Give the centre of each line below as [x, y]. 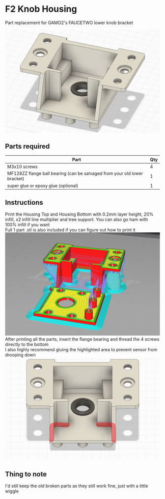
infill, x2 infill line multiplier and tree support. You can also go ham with [77, 219]
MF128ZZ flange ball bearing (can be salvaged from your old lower [75, 173]
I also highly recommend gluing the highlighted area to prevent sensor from [81, 349]
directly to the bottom [27, 344]
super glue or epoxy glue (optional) [43, 186]
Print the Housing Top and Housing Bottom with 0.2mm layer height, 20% [79, 214]
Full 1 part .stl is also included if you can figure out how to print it [70, 230]
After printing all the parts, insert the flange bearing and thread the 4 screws [82, 339]
